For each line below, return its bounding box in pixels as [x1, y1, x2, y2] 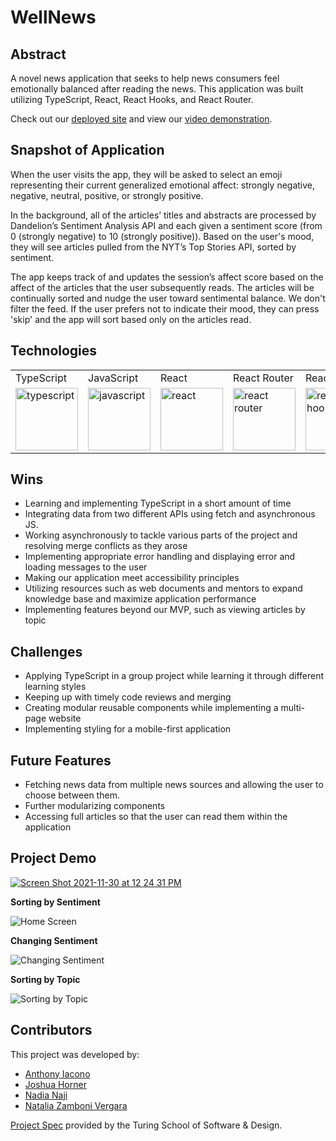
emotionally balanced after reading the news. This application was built [10, 83, 304, 95]
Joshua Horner [24, 1078, 87, 1090]
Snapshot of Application [10, 142, 165, 159]
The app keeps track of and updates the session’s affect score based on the [10, 271, 324, 283]
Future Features [10, 752, 112, 769]
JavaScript [88, 371, 139, 385]
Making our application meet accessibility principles [24, 572, 240, 584]
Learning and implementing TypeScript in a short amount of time [24, 497, 292, 510]
